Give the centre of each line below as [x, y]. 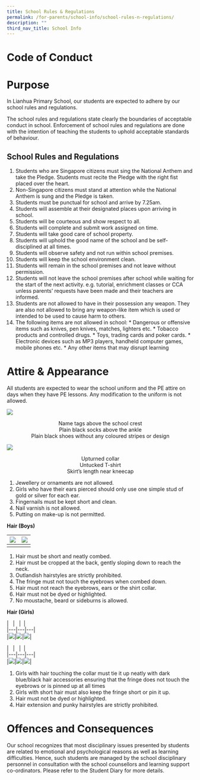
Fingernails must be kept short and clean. [66, 502]
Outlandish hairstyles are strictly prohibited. [69, 575]
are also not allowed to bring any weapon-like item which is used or [98, 310]
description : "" [27, 23]
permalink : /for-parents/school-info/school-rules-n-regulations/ [91, 17]
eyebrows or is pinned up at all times [60, 686]
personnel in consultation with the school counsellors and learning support [98, 765]
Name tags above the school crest [100, 424]
